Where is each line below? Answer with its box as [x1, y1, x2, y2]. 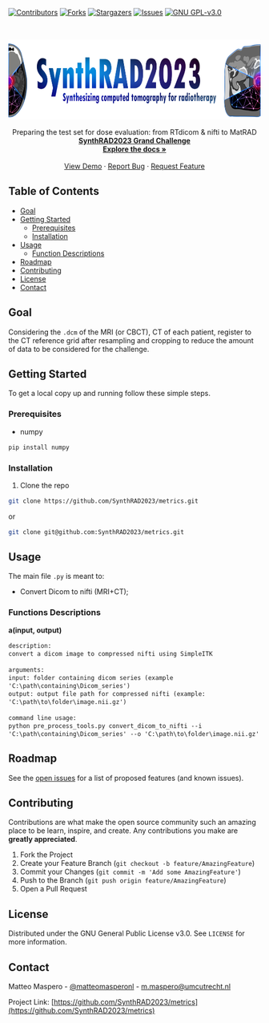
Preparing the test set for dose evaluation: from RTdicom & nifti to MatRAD [11, 127, 258, 136]
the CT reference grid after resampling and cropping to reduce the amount [8, 335, 254, 345]
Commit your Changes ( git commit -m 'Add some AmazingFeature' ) [19, 867, 242, 877]
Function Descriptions [31, 249, 105, 258]
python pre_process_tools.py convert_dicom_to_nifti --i [8, 722, 203, 730]
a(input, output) [8, 625, 62, 635]
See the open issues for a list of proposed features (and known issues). [8, 773, 244, 782]
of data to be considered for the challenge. [8, 344, 150, 354]
